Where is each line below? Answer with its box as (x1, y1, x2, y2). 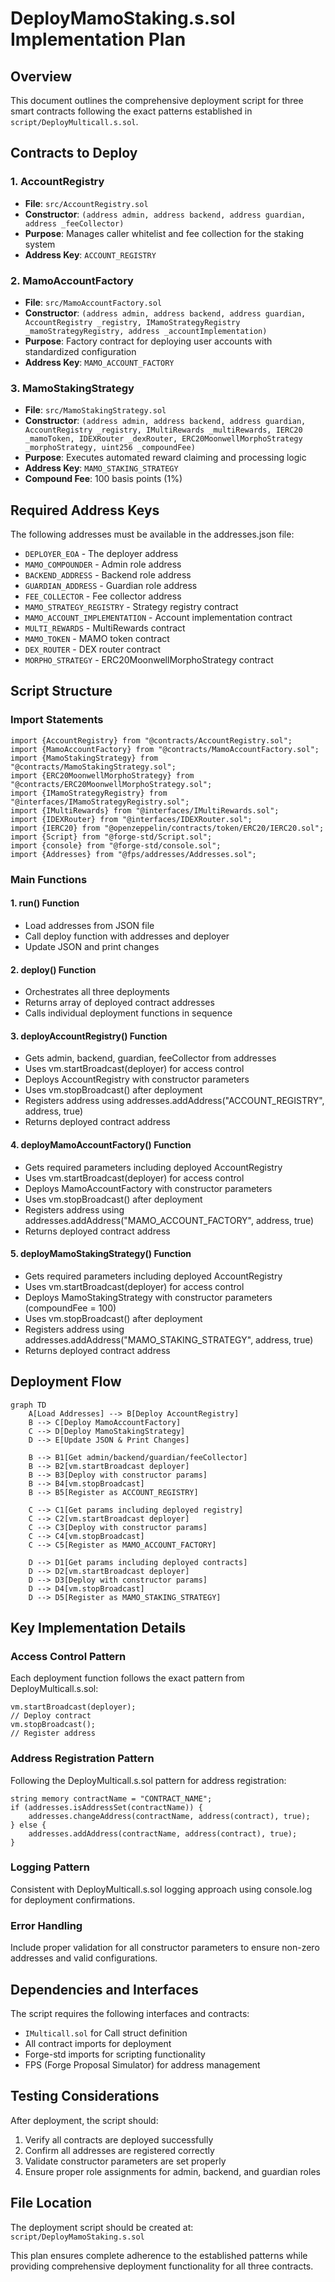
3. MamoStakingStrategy (10, 381, 135, 395)
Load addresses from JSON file (24, 919, 155, 931)
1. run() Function (10, 897, 80, 909)
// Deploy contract (10, 1711, 92, 1721)
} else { (10, 1820, 47, 1830)
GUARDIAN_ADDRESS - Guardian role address (24, 580, 198, 592)
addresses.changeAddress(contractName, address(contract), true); (28, 1811, 311, 1821)
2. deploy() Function (10, 963, 97, 976)
